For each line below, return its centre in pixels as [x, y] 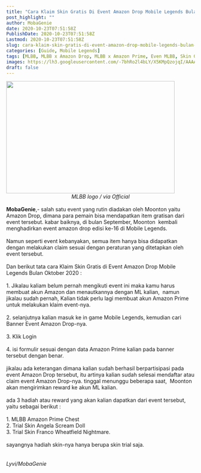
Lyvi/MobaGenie [26, 464]
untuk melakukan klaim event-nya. [48, 305]
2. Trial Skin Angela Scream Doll [46, 426]
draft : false [22, 67]
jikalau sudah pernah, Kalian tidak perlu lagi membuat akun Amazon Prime [98, 298]
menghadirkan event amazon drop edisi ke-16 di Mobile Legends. [87, 229]
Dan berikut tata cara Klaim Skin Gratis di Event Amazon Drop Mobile [91, 266]
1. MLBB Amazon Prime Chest [43, 419]
